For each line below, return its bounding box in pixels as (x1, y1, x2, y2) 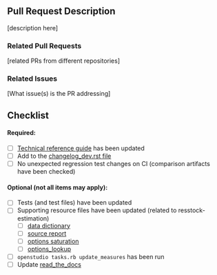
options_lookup (27, 245, 72, 253)
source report (27, 229, 67, 237)
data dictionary (27, 221, 71, 230)
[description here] (7, 23, 59, 32)
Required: (7, 129, 36, 137)
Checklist (7, 110, 50, 121)
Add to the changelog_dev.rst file (17, 152, 112, 161)
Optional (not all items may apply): (7, 183, 108, 192)
